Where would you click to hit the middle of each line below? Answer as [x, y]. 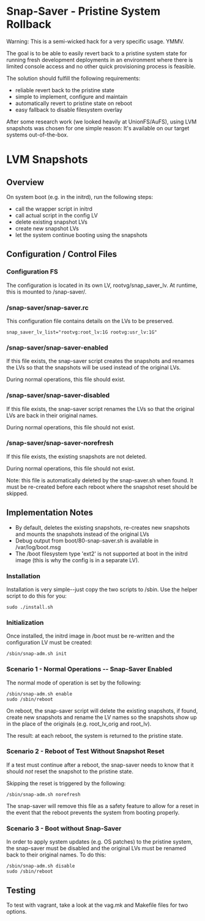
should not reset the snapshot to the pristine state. [70, 771]
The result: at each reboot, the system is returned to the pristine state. [95, 735]
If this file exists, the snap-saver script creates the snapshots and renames [100, 361]
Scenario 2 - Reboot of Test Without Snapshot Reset [85, 751]
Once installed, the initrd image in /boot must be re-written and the [91, 636]
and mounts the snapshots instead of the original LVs [82, 534]
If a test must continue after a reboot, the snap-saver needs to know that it [100, 765]
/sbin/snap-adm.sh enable [39, 694]
